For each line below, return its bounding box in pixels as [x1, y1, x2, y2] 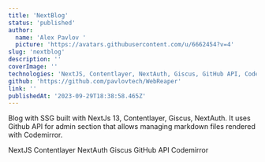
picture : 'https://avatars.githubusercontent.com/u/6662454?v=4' [15, 41, 235, 49]
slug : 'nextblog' [8, 48, 65, 56]
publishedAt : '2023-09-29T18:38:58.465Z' [8, 92, 147, 100]
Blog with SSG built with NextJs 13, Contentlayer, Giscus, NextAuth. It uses [8, 113, 251, 123]
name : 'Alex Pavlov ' [15, 33, 87, 42]
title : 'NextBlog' [8, 11, 69, 20]
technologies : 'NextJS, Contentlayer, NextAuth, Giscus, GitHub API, [8, 70, 242, 78]
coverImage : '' [8, 63, 58, 71]
